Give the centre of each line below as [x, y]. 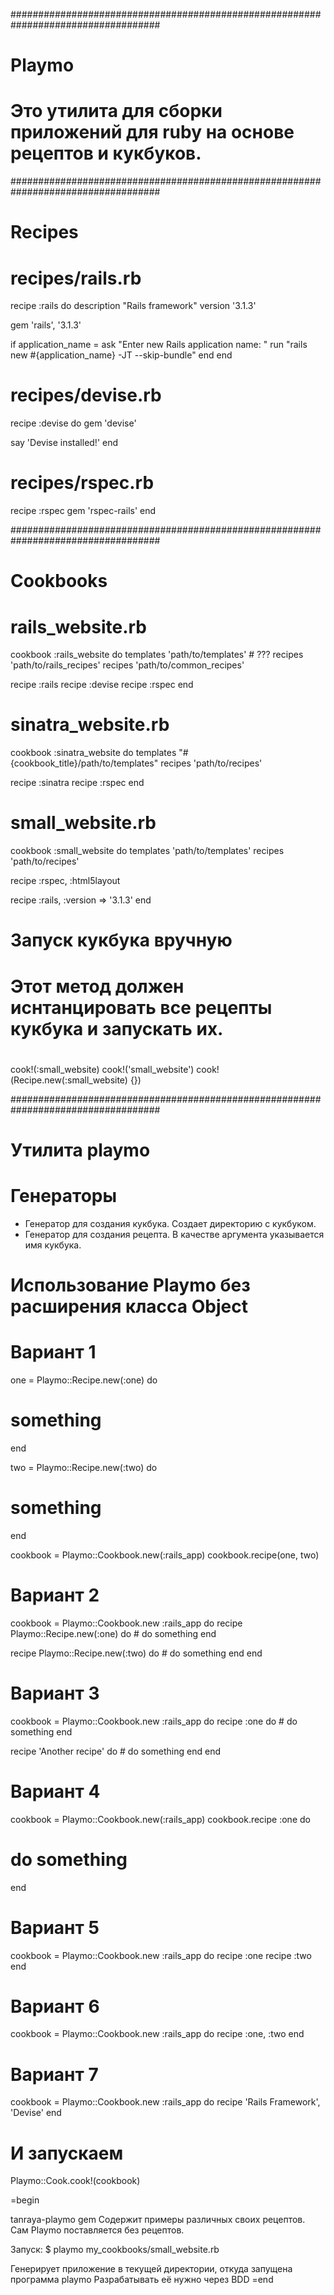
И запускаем [67, 2153]
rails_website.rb [78, 626]
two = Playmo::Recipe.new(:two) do [84, 1467]
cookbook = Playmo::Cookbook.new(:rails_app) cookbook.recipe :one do [160, 1819]
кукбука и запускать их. [117, 1028]
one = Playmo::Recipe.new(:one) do [84, 1380]
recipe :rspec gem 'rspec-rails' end [83, 511]
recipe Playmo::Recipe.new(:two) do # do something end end [136, 1653]
